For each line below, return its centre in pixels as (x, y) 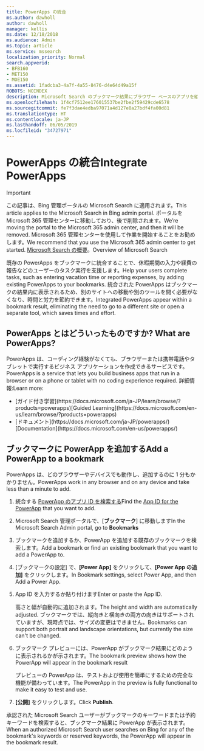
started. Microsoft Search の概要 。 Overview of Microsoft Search (87, 249)
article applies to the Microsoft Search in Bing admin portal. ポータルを (95, 213)
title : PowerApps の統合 (36, 12)
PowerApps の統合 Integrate (77, 163)
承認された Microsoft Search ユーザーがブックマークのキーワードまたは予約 (101, 715)
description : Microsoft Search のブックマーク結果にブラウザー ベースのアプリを (100, 97)
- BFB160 (17, 68)
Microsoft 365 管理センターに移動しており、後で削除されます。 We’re (92, 220)
